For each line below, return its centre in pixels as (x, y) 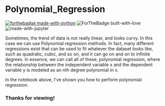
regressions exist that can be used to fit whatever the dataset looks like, (79, 48)
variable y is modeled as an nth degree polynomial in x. (62, 70)
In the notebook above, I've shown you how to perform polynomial (73, 79)
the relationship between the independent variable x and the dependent (79, 64)
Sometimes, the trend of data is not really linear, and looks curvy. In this (79, 38)
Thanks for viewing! (30, 97)
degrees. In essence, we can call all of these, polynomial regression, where (83, 59)
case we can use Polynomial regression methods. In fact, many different (79, 43)
